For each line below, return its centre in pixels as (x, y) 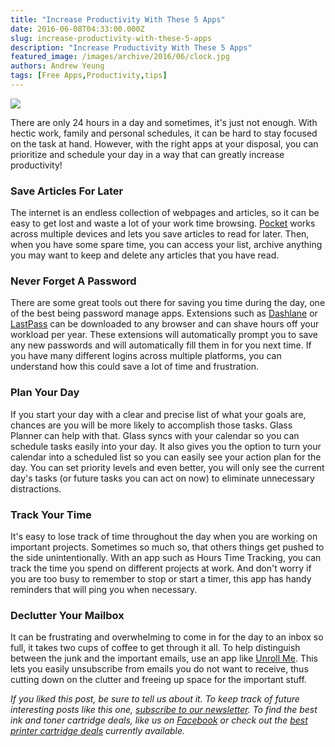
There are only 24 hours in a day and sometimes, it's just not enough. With (164, 122)
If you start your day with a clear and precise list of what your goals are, (158, 414)
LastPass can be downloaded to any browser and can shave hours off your (165, 324)
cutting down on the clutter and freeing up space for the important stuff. (158, 680)
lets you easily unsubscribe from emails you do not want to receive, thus (159, 669)
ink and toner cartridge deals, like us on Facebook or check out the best (159, 720)
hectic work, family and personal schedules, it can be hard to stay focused (164, 133)
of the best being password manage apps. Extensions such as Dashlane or (164, 313)
